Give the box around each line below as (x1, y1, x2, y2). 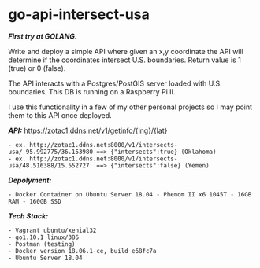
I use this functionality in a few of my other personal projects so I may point (8, 102, 253, 112)
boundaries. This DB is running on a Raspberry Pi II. (8, 86, 176, 96)
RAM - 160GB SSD (8, 197, 61, 205)
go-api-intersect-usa (8, 6, 150, 24)
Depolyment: (8, 175, 52, 185)
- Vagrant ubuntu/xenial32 (8, 226, 97, 234)
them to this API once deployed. (8, 110, 112, 119)
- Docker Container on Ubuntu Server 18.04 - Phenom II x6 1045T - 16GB (8, 190, 252, 198)
